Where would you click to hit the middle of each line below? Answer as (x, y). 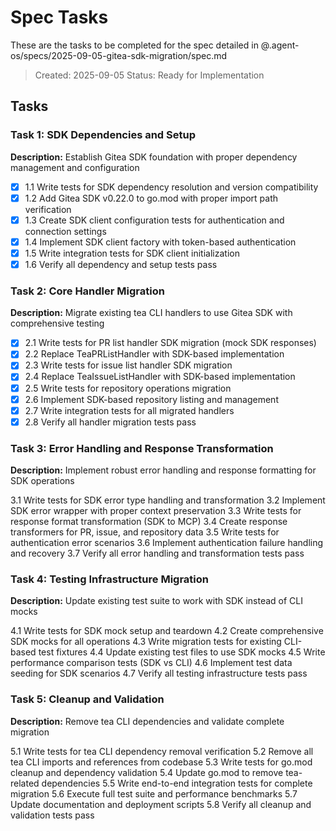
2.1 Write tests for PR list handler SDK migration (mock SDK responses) (170, 343)
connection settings (65, 231)
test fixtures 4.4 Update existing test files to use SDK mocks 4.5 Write (182, 652)
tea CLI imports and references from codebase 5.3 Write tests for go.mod (161, 762)
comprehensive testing (57, 323)
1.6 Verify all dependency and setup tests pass (121, 264)
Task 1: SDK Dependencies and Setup (103, 135)
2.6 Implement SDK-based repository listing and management (151, 399)
